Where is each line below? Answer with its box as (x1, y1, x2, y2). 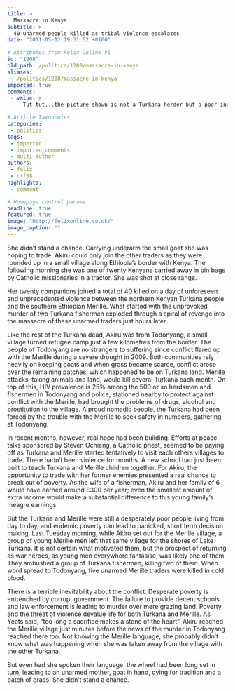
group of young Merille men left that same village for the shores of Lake (7, 536, 214, 544)
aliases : (7, 68, 33, 76)
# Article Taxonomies (7, 114, 71, 121)
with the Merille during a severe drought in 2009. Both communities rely (7, 352, 215, 361)
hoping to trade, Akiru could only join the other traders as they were (7, 250, 203, 260)
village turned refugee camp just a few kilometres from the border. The (7, 337, 212, 346)
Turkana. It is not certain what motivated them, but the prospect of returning (7, 544, 227, 552)
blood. (7, 573, 26, 582)
